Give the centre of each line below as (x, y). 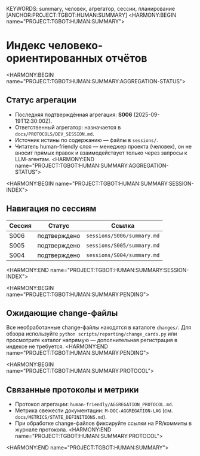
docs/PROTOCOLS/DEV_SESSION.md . (54, 134)
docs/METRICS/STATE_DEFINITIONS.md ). (61, 417)
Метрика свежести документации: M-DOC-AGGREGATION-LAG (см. (94, 410)
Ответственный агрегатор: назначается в (68, 127)
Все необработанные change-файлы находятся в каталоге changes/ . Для (99, 327)
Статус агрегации (41, 100)
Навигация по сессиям (51, 209)
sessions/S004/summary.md (123, 255)
